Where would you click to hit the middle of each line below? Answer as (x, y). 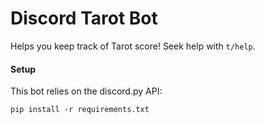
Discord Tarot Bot (84, 18)
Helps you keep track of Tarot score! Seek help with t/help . (133, 46)
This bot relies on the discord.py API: (86, 91)
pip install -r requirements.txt (80, 110)
